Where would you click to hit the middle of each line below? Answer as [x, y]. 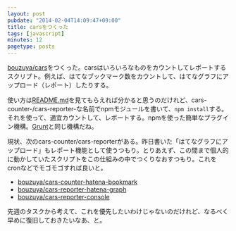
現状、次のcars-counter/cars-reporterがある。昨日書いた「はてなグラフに [115, 141]
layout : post [26, 14]
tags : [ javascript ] [36, 33]
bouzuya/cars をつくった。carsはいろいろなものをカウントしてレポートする [117, 67]
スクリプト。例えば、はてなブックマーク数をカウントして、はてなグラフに [115, 76]
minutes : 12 [25, 40]
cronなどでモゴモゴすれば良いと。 [57, 168]
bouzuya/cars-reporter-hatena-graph [72, 189]
